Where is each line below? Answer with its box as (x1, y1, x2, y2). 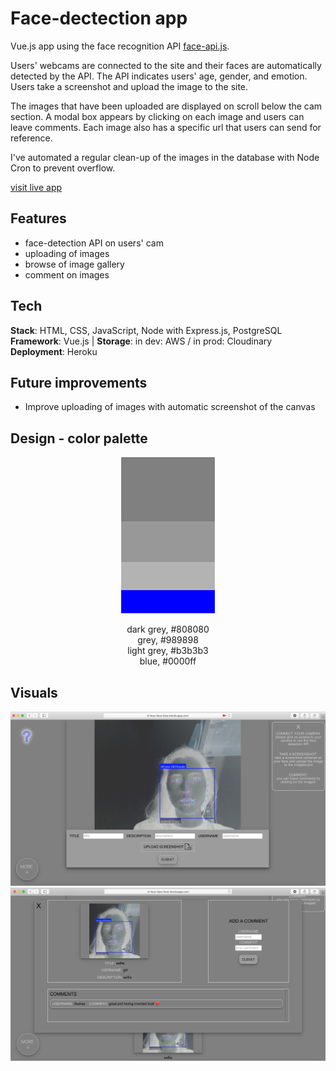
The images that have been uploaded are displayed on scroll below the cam (10, 100, 323, 112)
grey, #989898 (137, 634, 199, 646)
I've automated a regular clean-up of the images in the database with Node (10, 151, 320, 163)
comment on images (24, 268, 110, 281)
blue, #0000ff (139, 655, 197, 667)
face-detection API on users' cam (24, 237, 164, 249)
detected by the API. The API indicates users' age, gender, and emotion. (10, 70, 308, 82)
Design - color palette (10, 430, 148, 447)
